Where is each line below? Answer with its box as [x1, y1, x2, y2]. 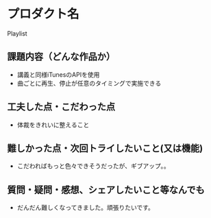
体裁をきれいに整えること [16, 121, 90, 129]
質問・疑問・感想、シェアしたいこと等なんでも [7, 184, 205, 195]
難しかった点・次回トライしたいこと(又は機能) [7, 142, 203, 154]
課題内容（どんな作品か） [7, 51, 115, 62]
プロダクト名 [7, 6, 80, 22]
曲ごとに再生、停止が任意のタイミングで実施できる [16, 79, 162, 87]
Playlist [7, 29, 27, 38]
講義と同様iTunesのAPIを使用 [16, 70, 100, 79]
